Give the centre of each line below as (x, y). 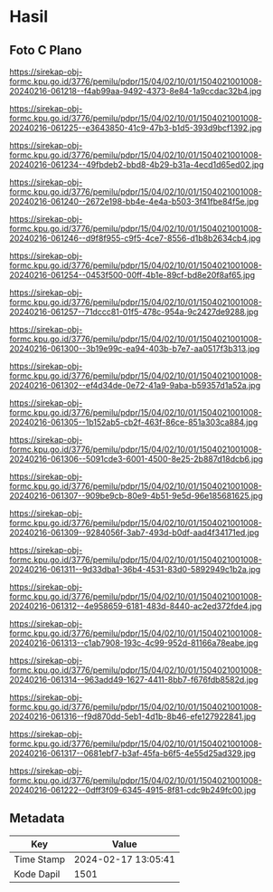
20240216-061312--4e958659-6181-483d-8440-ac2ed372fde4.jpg (136, 606)
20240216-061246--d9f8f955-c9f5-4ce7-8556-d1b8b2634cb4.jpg (135, 238)
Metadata (37, 818)
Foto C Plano (46, 50)
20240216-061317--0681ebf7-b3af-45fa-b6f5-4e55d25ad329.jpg (132, 753)
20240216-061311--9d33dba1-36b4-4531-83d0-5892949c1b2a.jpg (135, 569)
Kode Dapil (37, 874)
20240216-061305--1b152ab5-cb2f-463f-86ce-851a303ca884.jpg (134, 422)
